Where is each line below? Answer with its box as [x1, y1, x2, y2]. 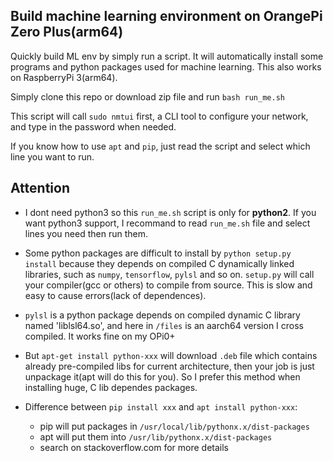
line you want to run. [10, 150, 95, 163]
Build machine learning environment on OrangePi [10, 8, 323, 25]
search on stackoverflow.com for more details [39, 441, 229, 453]
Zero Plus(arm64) [10, 24, 124, 41]
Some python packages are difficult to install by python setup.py [24, 247, 292, 259]
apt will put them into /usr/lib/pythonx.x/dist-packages [39, 430, 273, 443]
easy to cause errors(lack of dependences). [24, 289, 207, 301]
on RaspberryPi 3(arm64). [10, 71, 118, 83]
